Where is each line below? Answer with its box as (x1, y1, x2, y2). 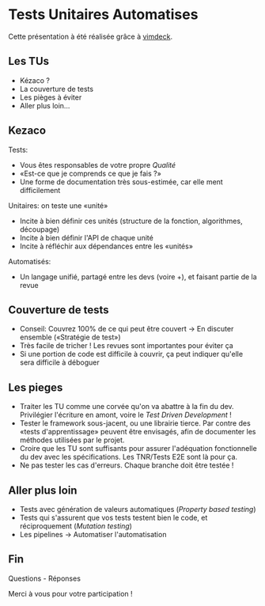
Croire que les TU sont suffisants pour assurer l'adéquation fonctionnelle (19, 444, 257, 453)
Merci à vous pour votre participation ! (8, 589, 133, 598)
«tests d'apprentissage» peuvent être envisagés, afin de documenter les (19, 427, 256, 437)
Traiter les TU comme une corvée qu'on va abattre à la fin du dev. (19, 402, 235, 411)
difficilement (19, 185, 61, 195)
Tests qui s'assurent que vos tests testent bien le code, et (19, 513, 208, 522)
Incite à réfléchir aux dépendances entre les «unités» (19, 241, 194, 251)
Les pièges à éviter (19, 93, 82, 102)
